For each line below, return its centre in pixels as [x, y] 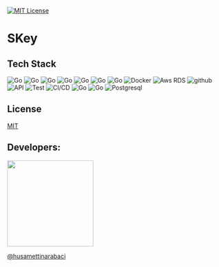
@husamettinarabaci [36, 256]
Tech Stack [32, 64]
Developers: [34, 148]
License [24, 109]
